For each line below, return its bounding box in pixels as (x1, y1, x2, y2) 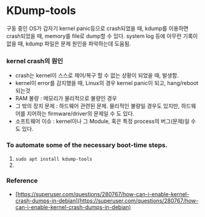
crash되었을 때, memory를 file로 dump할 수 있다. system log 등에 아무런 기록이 (6, 32, 198, 40)
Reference (6, 177, 38, 185)
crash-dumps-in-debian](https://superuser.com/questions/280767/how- (15, 197, 199, 204)
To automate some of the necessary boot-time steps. (6, 141, 168, 150)
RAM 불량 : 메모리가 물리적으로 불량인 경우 (15, 95, 117, 102)
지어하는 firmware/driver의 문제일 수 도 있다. (26, 110, 135, 117)
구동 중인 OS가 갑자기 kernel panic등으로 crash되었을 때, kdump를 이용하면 (6, 24, 188, 32)
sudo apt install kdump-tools (15, 156, 93, 162)
